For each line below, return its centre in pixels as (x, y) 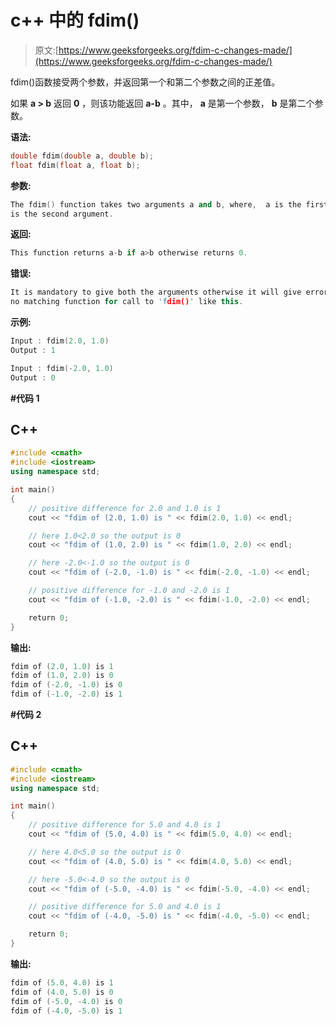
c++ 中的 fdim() (75, 20)
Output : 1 (33, 350)
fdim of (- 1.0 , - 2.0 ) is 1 (66, 694)
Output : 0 (33, 377)
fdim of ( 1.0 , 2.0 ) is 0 (62, 676)
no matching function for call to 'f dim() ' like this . (127, 302)
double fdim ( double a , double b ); (82, 156)
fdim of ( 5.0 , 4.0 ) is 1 (62, 982)
